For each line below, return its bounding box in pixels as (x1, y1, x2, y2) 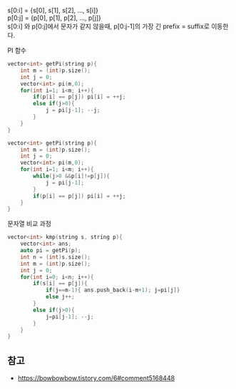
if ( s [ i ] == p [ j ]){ (33, 280, 88, 287)
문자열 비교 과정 (7, 219, 52, 228)
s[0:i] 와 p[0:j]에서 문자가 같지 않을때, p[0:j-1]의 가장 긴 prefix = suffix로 (7, 22, 210, 31)
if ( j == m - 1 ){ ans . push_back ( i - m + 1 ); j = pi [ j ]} (45, 286, 180, 294)
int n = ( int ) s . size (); (20, 253, 91, 261)
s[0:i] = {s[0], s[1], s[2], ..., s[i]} (7, 6, 98, 14)
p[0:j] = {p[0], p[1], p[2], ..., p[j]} (7, 14, 102, 22)
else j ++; (45, 294, 75, 301)
